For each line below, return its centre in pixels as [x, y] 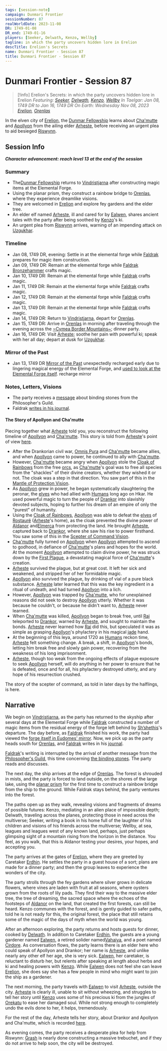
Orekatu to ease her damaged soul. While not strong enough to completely [82, 1002]
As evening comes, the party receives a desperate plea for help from [76, 1032]
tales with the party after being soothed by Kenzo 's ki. [68, 220]
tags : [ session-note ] [28, 10]
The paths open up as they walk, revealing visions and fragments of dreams [83, 804]
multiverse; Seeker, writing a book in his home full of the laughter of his [78, 820]
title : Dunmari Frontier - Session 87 [45, 56]
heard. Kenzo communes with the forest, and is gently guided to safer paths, [84, 909]
